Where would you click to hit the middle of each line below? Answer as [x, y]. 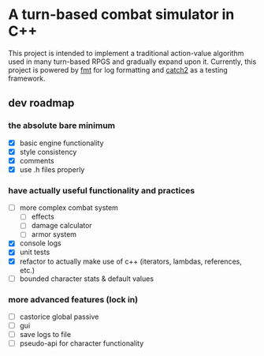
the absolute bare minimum [62, 126]
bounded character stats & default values [87, 279]
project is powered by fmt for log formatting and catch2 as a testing [118, 69]
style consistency [48, 152]
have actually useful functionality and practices [102, 190]
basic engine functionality [61, 143]
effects [43, 217]
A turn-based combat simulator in [121, 15]
